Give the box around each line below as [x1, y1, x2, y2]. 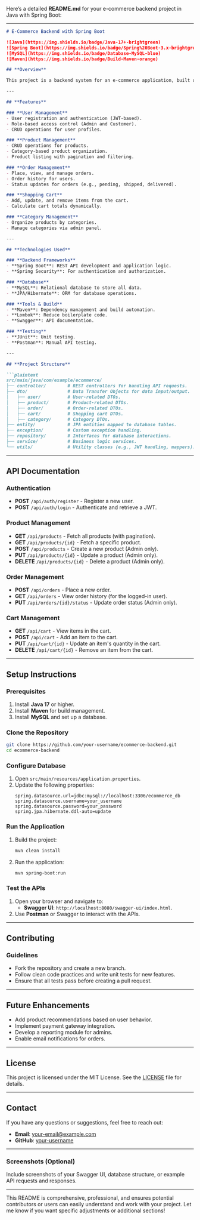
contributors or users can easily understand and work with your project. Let [6, 1201, 192, 1208]
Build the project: [14, 836, 57, 843]
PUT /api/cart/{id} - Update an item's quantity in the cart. [14, 640, 161, 647]
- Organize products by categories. [6, 219, 97, 226]
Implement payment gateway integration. [14, 1022, 115, 1030]
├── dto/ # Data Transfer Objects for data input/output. [6, 389, 190, 395]
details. [6, 1080, 24, 1087]
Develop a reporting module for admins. [14, 1029, 113, 1036]
